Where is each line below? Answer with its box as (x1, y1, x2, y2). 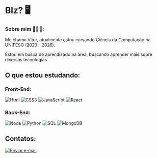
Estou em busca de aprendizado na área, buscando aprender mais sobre (5, 52, 153, 57)
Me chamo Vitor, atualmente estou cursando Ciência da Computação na (5, 37, 151, 43)
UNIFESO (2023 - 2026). (5, 42, 55, 48)
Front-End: (5, 85, 32, 92)
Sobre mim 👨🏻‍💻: (5, 26, 44, 33)
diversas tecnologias (5, 57, 47, 63)
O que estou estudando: (5, 71, 80, 79)
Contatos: (5, 134, 36, 143)
